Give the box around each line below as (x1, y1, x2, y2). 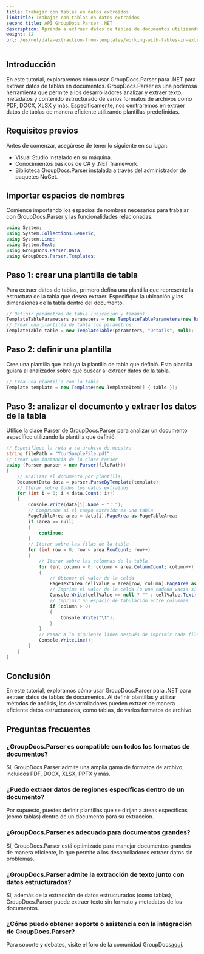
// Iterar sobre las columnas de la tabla (38, 558, 148, 564)
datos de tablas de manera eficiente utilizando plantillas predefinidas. (6, 108, 180, 115)
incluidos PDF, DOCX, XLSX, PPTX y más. (6, 770, 110, 778)
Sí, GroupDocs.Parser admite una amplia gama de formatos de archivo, (6, 764, 184, 771)
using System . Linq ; (6, 236, 56, 242)
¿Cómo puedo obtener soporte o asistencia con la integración (6, 919, 192, 928)
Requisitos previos (6, 126, 78, 136)
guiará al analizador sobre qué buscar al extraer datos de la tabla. (6, 367, 171, 374)
